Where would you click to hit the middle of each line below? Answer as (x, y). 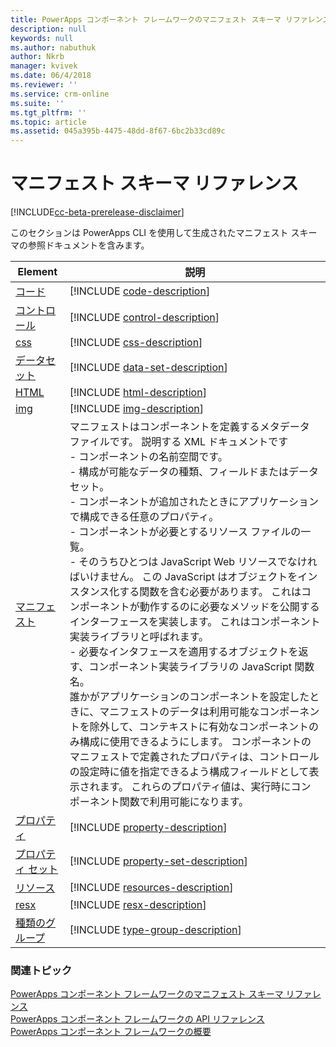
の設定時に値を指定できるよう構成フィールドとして (189, 772)
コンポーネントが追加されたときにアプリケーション (198, 502)
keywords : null (42, 38)
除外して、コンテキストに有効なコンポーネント (199, 727)
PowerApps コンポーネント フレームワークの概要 (111, 1032)
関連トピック (41, 970)
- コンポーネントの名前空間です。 (148, 457)
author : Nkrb (37, 57)
